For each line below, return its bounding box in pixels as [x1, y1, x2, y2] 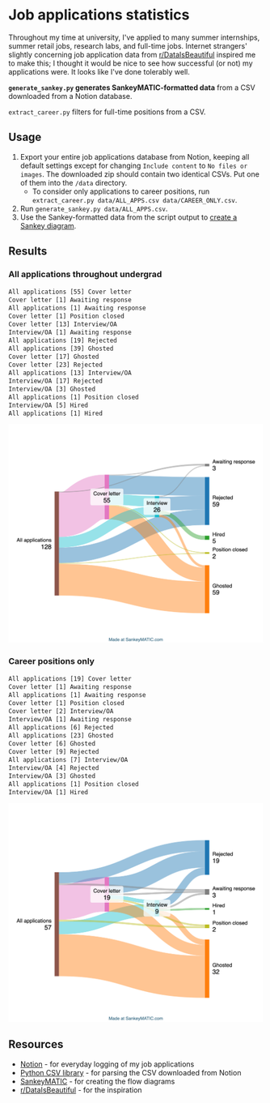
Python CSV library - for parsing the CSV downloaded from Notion [19, 1067, 242, 1077]
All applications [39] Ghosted [8, 344, 114, 353]
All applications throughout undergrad [8, 269, 162, 280]
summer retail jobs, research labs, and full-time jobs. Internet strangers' [8, 41, 248, 50]
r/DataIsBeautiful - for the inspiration [19, 1084, 143, 1095]
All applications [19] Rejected [8, 336, 117, 345]
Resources [8, 1037, 64, 1051]
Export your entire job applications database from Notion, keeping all [19, 152, 250, 161]
